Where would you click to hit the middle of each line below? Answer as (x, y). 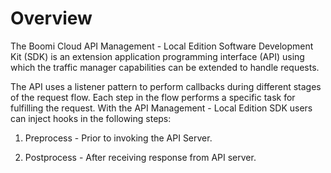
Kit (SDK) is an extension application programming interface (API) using (157, 56)
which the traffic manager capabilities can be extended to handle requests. (165, 67)
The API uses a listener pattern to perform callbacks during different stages (166, 86)
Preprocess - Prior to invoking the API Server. (118, 138)
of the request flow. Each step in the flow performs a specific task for (153, 97)
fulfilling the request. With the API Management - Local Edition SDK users (161, 108)
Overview (51, 18)
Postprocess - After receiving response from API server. (140, 157)
